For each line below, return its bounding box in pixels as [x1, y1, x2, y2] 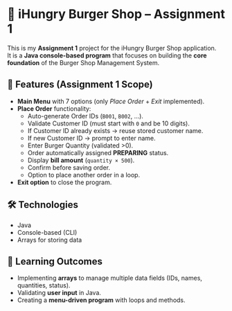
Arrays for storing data [17, 236, 82, 244]
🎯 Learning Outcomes [7, 256, 102, 267]
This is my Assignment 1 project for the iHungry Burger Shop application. [7, 44, 217, 52]
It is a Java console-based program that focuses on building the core [7, 51, 207, 60]
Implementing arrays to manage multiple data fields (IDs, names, [17, 274, 203, 283]
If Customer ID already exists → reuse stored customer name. [27, 126, 204, 134]
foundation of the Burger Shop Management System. [7, 58, 160, 66]
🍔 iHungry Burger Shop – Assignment [7, 6, 225, 22]
